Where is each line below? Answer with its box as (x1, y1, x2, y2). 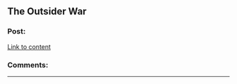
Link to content (7, 42, 51, 51)
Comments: (7, 59, 49, 69)
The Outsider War (7, 6, 87, 17)
